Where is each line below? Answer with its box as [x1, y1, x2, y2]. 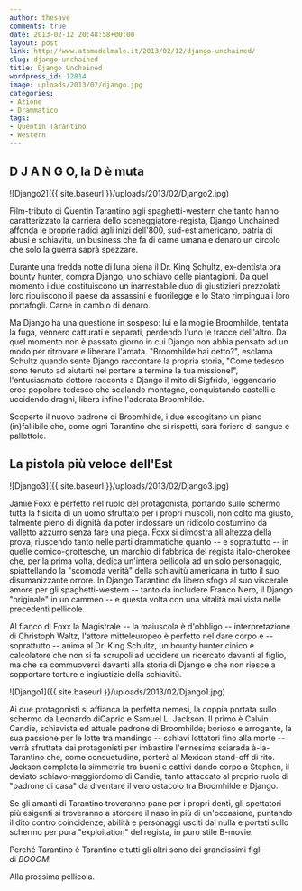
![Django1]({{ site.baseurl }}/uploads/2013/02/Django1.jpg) [9, 686, 225, 697]
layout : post [9, 38, 59, 48]
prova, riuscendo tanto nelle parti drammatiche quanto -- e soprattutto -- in [9, 536, 289, 547]
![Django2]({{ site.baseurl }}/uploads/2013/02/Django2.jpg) [9, 188, 230, 198]
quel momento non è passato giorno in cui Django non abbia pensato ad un [9, 335, 288, 347]
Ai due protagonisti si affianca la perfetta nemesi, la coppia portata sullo [9, 703, 277, 714]
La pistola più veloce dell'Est [9, 456, 173, 472]
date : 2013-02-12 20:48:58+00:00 [9, 30, 135, 39]
